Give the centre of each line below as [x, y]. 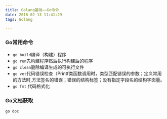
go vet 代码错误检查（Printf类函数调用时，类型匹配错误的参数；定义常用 [87, 73]
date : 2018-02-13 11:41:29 [34, 15]
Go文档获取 [19, 100]
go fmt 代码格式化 [31, 86]
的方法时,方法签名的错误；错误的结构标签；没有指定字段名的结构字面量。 [89, 80]
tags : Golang [19, 19]
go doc [12, 111]
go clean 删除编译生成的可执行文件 [48, 67]
